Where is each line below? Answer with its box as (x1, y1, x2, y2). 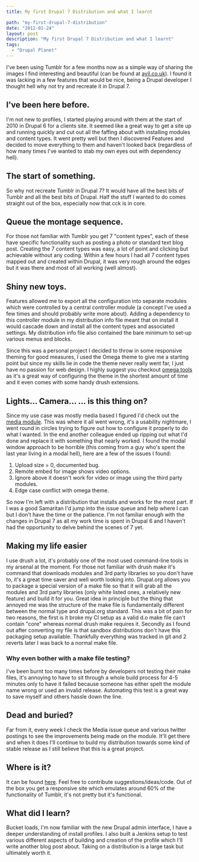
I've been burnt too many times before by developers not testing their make (6, 668, 191, 675)
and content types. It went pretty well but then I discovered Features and (6, 135, 184, 142)
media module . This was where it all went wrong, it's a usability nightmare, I (6, 418, 191, 425)
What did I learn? (6, 808, 70, 818)
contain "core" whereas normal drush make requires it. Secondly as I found (6, 620, 191, 627)
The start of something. (6, 171, 96, 181)
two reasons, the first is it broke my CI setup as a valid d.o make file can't (6, 614, 186, 621)
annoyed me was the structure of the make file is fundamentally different (6, 601, 184, 608)
